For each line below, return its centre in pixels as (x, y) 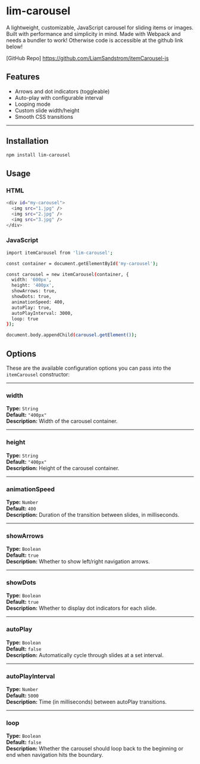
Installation (27, 141)
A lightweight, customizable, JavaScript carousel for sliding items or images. (100, 27)
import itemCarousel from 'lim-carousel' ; (60, 253)
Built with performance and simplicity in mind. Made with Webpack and (93, 33)
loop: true (25, 319)
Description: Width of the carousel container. (62, 421)
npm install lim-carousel (38, 155)
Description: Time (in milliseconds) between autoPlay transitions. (87, 702)
